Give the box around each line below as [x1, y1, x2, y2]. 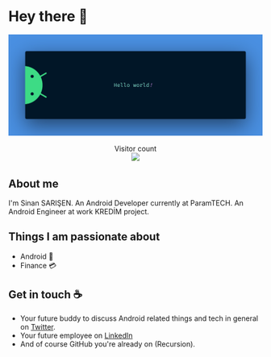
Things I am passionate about [8, 230, 161, 244]
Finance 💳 [19, 260, 57, 270]
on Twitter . [19, 322, 56, 331]
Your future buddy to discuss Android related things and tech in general [19, 313, 259, 323]
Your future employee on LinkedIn [19, 330, 133, 340]
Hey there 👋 [8, 7, 89, 26]
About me [8, 176, 59, 190]
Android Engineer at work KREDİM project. [8, 207, 149, 217]
